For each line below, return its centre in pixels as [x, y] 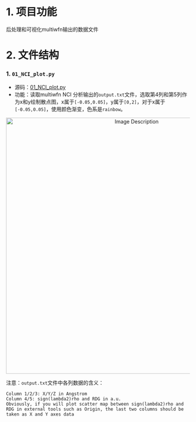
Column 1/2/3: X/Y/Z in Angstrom [47, 394]
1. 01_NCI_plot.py [31, 74]
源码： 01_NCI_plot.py [40, 87]
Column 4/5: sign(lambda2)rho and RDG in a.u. [64, 399]
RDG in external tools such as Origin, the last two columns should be [95, 409]
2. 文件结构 [33, 55]
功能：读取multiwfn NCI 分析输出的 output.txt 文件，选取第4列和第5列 [98, 95]
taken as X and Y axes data [40, 414]
